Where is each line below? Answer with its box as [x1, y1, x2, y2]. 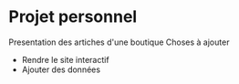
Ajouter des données [21, 64, 101, 75]
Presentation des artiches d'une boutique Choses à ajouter [8, 37, 230, 47]
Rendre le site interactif [21, 54, 110, 65]
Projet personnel [8, 6, 138, 27]
